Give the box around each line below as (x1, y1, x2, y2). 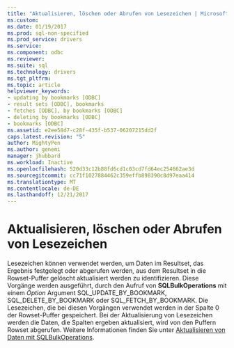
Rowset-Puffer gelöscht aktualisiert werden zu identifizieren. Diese (7, 274, 199, 283)
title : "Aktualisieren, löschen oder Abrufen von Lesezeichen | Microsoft (7, 10, 229, 17)
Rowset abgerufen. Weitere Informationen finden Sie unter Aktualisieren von (7, 326, 226, 334)
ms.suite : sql (7, 62, 49, 69)
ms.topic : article (7, 81, 61, 88)
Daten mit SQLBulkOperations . (7, 333, 95, 342)
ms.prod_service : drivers (7, 36, 82, 43)
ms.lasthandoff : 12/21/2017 (7, 191, 89, 198)
